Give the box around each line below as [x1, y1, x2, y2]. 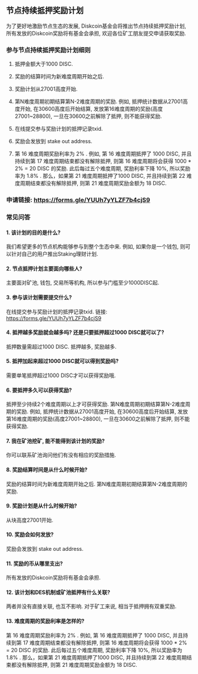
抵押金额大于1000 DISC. [14, 61, 74, 68]
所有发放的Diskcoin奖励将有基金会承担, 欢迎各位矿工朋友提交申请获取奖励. [6, 29, 187, 37]
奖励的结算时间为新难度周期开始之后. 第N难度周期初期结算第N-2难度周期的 [6, 480, 187, 487]
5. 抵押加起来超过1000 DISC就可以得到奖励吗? [6, 358, 119, 365]
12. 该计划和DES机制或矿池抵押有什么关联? [6, 589, 111, 596]
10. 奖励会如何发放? [6, 531, 54, 538]
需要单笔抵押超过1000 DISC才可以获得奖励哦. [6, 372, 116, 379]
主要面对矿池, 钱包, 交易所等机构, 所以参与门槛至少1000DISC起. [6, 279, 160, 286]
